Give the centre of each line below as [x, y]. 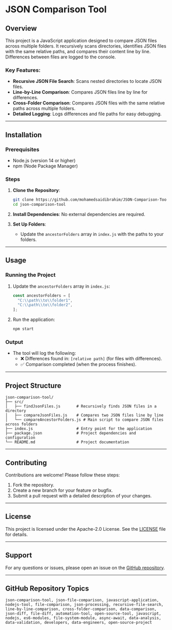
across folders [21, 424]
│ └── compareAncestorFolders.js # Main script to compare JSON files [84, 420]
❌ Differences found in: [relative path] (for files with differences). [91, 359]
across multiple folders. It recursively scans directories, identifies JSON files [86, 46]
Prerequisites [22, 149]
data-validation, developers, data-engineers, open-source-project [79, 623]
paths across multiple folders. [44, 108]
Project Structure [33, 386]
